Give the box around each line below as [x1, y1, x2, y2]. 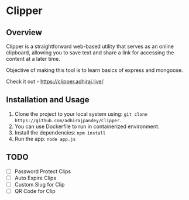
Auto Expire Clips [14, 174, 57, 181]
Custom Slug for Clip [14, 181, 65, 188]
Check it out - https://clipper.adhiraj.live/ [6, 78, 104, 85]
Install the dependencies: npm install [14, 129, 106, 136]
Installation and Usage [6, 95, 90, 105]
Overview [6, 27, 43, 37]
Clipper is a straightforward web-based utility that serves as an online [6, 43, 174, 50]
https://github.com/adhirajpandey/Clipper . [14, 116, 122, 123]
